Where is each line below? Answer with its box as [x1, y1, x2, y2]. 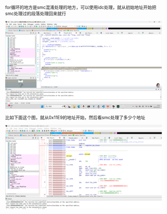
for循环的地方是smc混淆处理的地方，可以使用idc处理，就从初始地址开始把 [5, 4, 157, 10]
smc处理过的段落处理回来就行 [5, 10, 66, 16]
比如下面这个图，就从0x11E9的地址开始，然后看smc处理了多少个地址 [5, 114, 146, 120]
